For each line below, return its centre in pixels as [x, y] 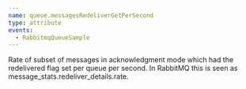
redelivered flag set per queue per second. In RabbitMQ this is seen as [123, 69]
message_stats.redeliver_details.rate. [68, 76]
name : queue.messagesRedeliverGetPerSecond [81, 15]
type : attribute [35, 23]
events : [21, 30]
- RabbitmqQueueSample [53, 37]
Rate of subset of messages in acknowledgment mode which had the [121, 60]
